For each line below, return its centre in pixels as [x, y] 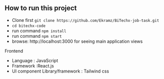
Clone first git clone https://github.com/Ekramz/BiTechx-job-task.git [85, 20]
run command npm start [37, 36]
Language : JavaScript [35, 60]
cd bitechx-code [29, 26]
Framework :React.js [33, 66]
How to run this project [41, 8]
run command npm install [39, 31]
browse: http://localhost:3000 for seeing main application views [77, 41]
